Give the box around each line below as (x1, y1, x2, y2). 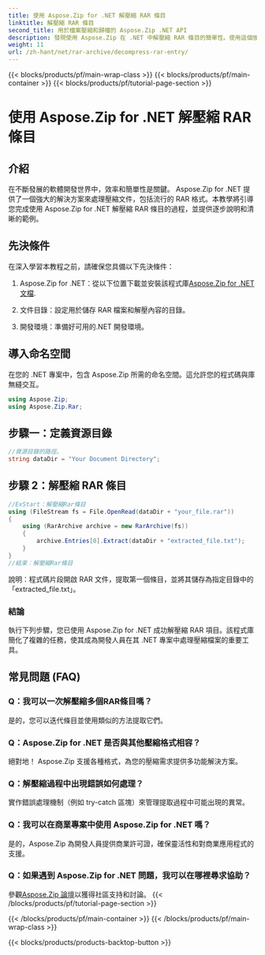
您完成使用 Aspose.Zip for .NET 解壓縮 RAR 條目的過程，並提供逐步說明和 (8, 204, 248, 213)
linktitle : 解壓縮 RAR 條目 (8, 19, 95, 27)
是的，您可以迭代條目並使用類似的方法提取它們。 (8, 715, 167, 725)
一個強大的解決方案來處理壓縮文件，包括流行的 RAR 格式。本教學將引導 (21, 194, 254, 204)
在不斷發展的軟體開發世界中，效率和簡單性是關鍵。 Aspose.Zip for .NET (8, 185, 242, 193)
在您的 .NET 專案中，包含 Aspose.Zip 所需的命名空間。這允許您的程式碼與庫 (8, 369, 256, 379)
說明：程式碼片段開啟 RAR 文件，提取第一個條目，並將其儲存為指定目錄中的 (8, 574, 254, 584)
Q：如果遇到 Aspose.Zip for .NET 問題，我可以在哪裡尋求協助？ (8, 870, 252, 881)
